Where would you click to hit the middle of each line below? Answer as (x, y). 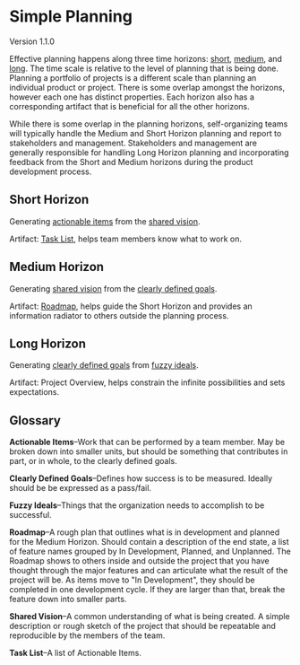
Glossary (35, 420)
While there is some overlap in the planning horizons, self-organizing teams (149, 124)
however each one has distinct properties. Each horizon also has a (132, 97)
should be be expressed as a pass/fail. (81, 488)
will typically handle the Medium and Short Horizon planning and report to (146, 133)
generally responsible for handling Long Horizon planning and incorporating (149, 152)
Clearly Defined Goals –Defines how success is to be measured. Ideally (141, 478)
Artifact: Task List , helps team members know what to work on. (125, 239)
